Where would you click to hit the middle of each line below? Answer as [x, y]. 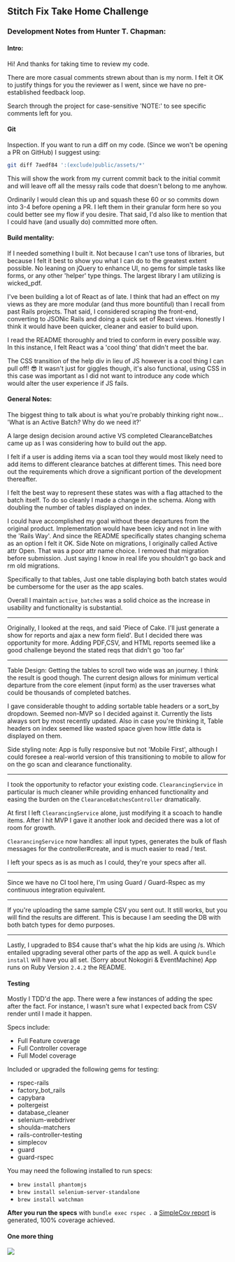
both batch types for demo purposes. [61, 925]
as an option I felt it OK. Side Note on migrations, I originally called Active [113, 543]
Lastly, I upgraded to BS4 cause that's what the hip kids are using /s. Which [116, 945]
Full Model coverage [47, 1056]
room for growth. [31, 828]
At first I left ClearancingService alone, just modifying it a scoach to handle [115, 813]
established [24, 92]
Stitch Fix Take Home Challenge [78, 12]
